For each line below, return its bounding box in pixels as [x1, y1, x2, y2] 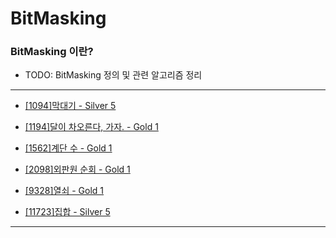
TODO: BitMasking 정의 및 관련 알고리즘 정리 [24, 69, 203, 81]
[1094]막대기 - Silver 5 [24, 100, 117, 112]
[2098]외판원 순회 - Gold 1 [24, 163, 131, 176]
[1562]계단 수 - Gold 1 [24, 142, 113, 154]
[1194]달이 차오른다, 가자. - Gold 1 [24, 121, 159, 133]
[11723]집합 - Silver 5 [24, 206, 111, 218]
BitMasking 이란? [10, 45, 94, 59]
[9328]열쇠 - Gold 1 [24, 185, 105, 197]
